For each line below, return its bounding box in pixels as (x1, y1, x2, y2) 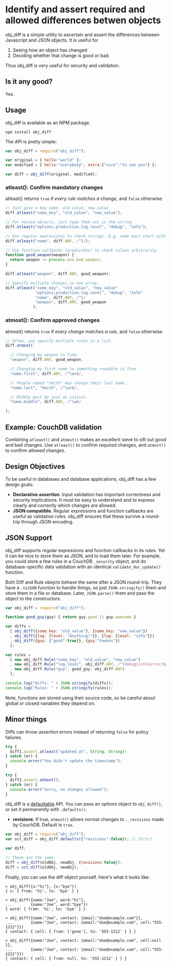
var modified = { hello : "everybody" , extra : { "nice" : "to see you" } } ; (5, 162, 157, 168)
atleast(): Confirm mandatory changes (5, 184, 103, 191)
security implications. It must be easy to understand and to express (12, 497, 155, 503)
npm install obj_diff (5, 130, 52, 135)
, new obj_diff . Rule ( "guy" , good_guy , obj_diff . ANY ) (10, 667, 125, 672)
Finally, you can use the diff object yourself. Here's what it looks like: (5, 874, 150, 880)
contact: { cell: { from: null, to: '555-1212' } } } (10, 956, 127, 961)
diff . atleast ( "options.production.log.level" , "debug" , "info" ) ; (5, 224, 147, 229)
